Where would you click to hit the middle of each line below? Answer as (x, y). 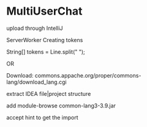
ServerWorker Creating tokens (45, 40)
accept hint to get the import (42, 117)
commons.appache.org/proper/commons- (88, 75)
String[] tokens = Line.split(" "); (46, 52)
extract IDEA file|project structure (49, 93)
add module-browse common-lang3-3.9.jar (61, 106)
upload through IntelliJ (35, 28)
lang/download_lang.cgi (36, 82)
